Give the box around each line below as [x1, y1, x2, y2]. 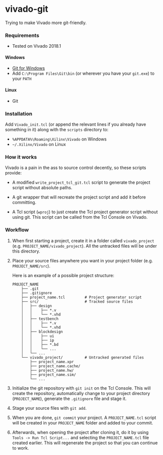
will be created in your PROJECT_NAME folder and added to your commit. [12, 420, 153, 426]
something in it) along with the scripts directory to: [5, 126, 109, 132]
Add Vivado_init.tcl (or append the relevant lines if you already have [5, 121, 146, 127]
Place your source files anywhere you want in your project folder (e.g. [12, 257, 153, 263]
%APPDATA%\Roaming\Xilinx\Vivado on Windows [12, 136, 107, 142]
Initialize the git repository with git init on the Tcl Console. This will [12, 385, 151, 391]
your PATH [12, 76, 32, 82]
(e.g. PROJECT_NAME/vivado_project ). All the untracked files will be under [12, 243, 157, 249]
